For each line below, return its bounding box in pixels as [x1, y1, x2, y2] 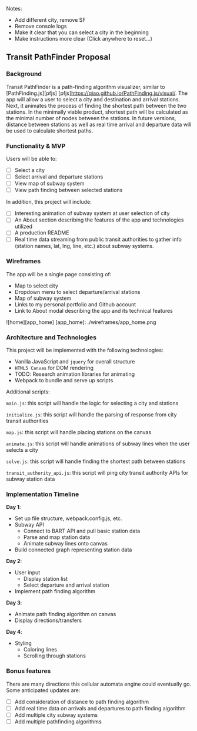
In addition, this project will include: [6, 199, 92, 206]
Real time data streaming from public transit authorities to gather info [14, 236, 182, 243]
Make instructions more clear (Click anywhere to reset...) [14, 35, 153, 42]
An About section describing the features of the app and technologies [14, 216, 184, 223]
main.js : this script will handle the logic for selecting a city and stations [6, 400, 179, 407]
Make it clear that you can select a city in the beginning [14, 29, 149, 36]
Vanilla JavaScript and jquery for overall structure [14, 358, 135, 365]
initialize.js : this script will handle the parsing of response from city [6, 411, 178, 418]
